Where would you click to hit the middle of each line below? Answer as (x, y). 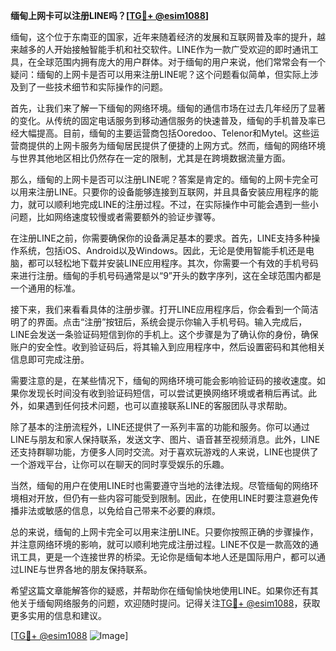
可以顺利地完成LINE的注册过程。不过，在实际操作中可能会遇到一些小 (177, 204)
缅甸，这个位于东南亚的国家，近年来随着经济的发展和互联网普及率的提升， (163, 37)
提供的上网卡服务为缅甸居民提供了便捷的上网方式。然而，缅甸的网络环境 (176, 145)
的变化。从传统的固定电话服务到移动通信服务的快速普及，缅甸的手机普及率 (163, 120)
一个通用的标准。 (45, 288)
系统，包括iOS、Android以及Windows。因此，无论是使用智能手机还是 (162, 250)
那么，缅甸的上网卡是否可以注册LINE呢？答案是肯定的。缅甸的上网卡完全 (160, 179)
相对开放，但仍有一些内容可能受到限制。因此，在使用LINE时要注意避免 (164, 498)
